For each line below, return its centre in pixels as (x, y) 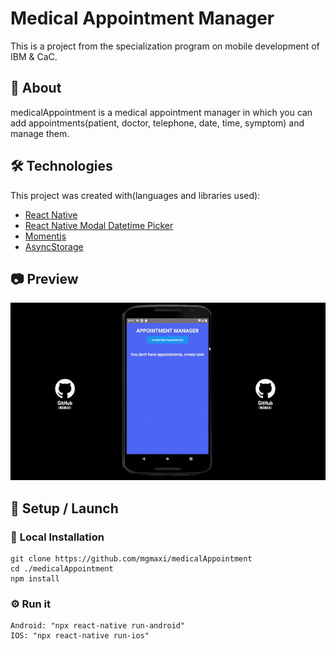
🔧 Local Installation (57, 537)
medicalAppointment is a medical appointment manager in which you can (161, 112)
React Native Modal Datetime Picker (99, 225)
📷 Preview (44, 278)
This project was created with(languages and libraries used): (135, 195)
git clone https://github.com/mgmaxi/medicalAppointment (131, 558)
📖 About (36, 88)
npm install (35, 578)
